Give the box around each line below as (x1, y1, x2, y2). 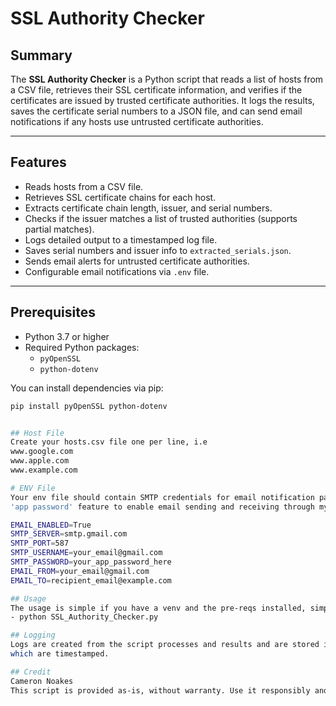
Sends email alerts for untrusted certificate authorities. (24, 255, 250, 267)
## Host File (10, 428, 65, 438)
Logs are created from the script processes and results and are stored (10, 640, 320, 650)
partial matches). (24, 223, 95, 235)
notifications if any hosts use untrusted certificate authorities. (10, 116, 264, 127)
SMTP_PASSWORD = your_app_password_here (10, 557, 172, 567)
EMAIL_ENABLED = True (10, 520, 92, 530)
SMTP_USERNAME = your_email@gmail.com (10, 548, 163, 558)
